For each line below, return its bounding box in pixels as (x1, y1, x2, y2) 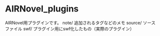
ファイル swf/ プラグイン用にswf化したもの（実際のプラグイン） (5, 25, 135, 32)
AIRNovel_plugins (5, 3, 79, 14)
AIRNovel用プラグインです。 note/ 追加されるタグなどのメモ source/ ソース (5, 20, 156, 25)
